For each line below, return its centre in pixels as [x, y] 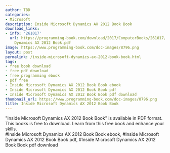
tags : [11, 62]
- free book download [28, 66]
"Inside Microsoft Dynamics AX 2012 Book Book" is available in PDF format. [84, 118]
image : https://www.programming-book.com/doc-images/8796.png [72, 47]
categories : [18, 15]
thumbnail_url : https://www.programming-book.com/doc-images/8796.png [81, 99]
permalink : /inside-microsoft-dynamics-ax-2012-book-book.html [73, 57]
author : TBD [18, 10]
